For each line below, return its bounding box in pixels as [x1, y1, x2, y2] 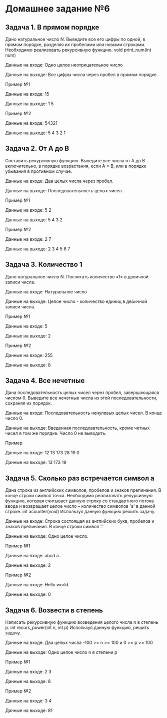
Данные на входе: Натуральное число [5, 288, 87, 294]
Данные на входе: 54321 [5, 120, 57, 126]
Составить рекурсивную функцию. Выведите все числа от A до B [5, 157, 145, 163]
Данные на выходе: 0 [5, 591, 51, 597]
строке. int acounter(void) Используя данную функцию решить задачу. [5, 509, 156, 515]
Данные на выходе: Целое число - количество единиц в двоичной [5, 298, 147, 304]
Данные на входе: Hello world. [5, 582, 70, 588]
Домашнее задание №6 [5, 3, 110, 15]
